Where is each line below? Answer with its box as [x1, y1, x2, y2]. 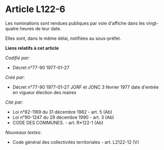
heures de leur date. [20, 25, 62, 31]
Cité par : [5, 99, 24, 105]
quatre [5, 25, 19, 31]
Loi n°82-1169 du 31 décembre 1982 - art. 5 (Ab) [12, 109, 112, 115]
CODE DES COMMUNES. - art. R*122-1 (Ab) [12, 119, 104, 125]
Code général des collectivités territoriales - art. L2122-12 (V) [12, 139, 139, 145]
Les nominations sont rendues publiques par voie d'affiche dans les [5, 20, 145, 26]
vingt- [146, 20, 158, 26]
